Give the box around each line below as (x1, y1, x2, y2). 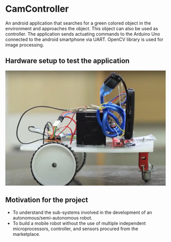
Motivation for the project (5, 195, 88, 205)
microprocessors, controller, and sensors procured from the (12, 226, 138, 232)
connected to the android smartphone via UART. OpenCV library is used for (5, 36, 164, 42)
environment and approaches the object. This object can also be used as (5, 25, 158, 31)
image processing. (5, 41, 44, 48)
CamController (5, 3, 69, 15)
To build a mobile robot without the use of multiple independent (12, 220, 146, 226)
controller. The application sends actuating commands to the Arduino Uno (5, 31, 160, 37)
